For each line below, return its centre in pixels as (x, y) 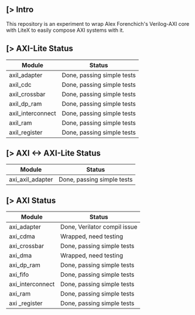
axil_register (26, 132)
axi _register (26, 303)
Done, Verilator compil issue (99, 227)
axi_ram (20, 294)
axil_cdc (20, 85)
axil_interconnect (33, 113)
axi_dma (20, 256)
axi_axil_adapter (31, 180)
